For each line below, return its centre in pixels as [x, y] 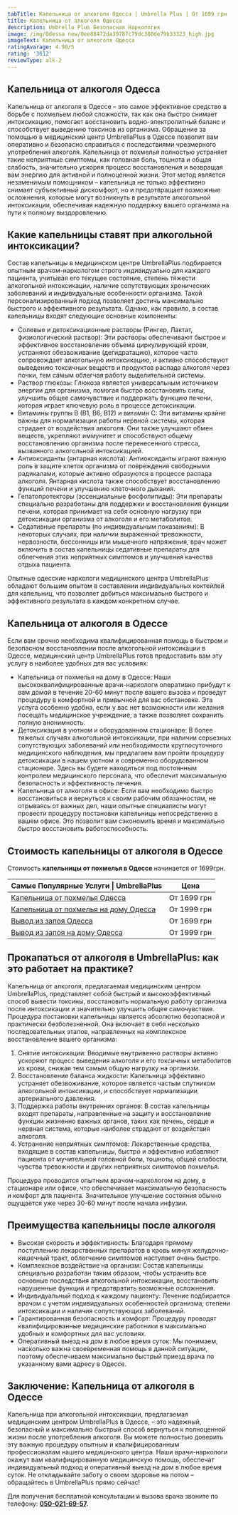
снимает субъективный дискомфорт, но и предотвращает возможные [114, 190]
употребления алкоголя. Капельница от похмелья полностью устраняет [118, 152]
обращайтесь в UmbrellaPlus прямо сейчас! [74, 1482]
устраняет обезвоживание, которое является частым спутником [116, 1083]
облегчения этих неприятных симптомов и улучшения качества [115, 557]
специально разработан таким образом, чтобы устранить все [112, 1273]
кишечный [33, 1258]
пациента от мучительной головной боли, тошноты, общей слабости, [123, 1159]
